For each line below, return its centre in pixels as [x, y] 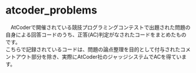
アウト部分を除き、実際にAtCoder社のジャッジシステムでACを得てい [99, 57]
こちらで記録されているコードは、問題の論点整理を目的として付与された [93, 49]
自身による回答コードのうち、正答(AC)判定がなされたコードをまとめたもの [96, 34]
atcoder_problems [52, 10]
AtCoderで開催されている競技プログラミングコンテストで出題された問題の [100, 27]
